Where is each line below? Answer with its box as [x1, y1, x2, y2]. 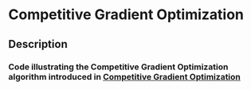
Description [8, 37, 68, 51]
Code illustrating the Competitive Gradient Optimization [8, 61, 229, 72]
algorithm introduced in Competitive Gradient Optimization [8, 71, 241, 82]
